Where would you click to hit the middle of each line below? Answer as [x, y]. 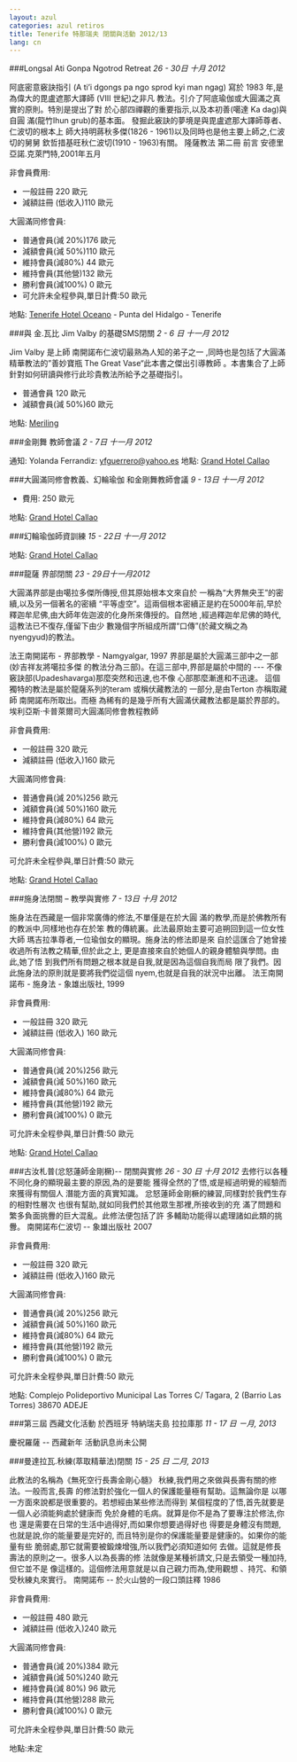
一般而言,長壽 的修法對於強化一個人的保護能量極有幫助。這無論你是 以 [152, 1492]
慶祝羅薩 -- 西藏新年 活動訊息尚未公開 [78, 1443]
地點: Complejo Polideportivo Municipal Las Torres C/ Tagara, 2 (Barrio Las [145, 1395]
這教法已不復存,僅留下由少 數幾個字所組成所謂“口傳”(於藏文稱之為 [129, 626]
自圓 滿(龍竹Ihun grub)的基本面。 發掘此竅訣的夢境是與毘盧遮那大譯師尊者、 [148, 121]
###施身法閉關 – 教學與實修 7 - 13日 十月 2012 [93, 899]
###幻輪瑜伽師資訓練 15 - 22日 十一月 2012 [88, 536]
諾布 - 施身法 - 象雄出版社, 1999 [67, 984]
